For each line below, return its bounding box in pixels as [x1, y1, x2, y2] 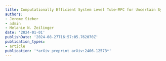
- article [5, 44, 26, 49]
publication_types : [5, 39, 45, 44]
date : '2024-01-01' [5, 30, 45, 35]
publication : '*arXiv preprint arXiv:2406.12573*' [5, 48, 112, 53]
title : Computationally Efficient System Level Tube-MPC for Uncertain [5, 7, 156, 12]
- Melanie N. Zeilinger [5, 26, 54, 30]
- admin [5, 21, 21, 26]
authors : [5, 12, 23, 17]
